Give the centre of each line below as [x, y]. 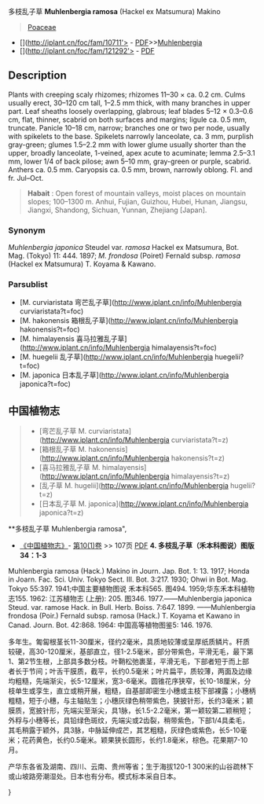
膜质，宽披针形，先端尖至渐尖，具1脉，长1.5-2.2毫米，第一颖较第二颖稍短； [131, 710]
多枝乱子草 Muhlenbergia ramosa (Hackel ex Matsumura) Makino [115, 11]
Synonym [27, 230]
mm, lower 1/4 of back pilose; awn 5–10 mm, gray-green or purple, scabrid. [130, 161]
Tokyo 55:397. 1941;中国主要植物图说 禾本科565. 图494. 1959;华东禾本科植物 [132, 589]
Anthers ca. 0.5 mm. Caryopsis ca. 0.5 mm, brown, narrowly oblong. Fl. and [130, 169]
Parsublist [28, 285]
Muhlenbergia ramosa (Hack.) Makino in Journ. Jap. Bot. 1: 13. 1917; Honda [129, 571]
